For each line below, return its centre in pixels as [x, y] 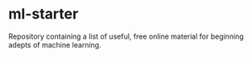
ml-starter [43, 14]
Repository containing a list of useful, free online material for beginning [126, 36]
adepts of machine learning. [55, 44]
